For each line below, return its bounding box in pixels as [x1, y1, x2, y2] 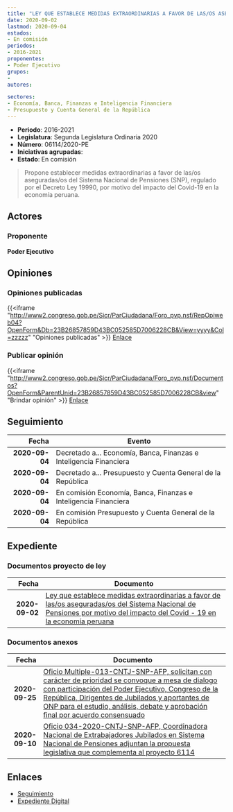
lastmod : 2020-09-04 [7, 23, 67, 30]
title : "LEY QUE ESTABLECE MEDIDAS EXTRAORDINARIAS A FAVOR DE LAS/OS [7, 10, 216, 17]
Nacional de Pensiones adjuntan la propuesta [43, 739, 191, 749]
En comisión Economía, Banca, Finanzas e [55, 488, 193, 498]
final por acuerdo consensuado [43, 710, 146, 720]
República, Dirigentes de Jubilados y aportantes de [43, 693, 210, 702]
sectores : [7, 94, 36, 101]
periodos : [7, 42, 36, 49]
